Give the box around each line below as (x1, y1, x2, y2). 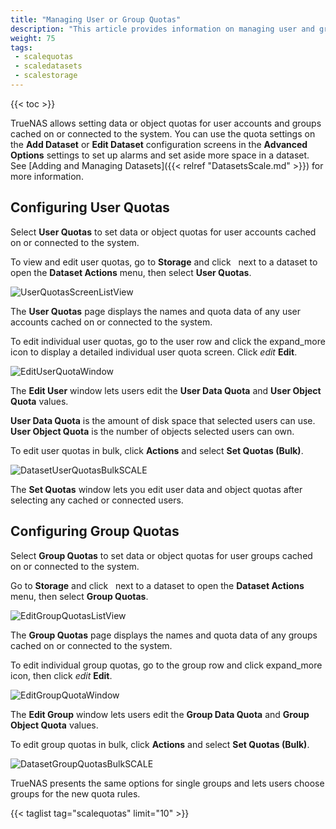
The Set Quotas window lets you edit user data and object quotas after (10, 483, 303, 495)
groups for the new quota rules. (10, 787, 141, 800)
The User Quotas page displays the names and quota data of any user (10, 305, 301, 317)
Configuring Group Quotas (10, 523, 180, 540)
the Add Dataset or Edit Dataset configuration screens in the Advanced (10, 138, 308, 150)
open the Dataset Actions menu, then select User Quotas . (10, 266, 252, 278)
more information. (10, 170, 84, 182)
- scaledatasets (14, 61, 83, 71)
